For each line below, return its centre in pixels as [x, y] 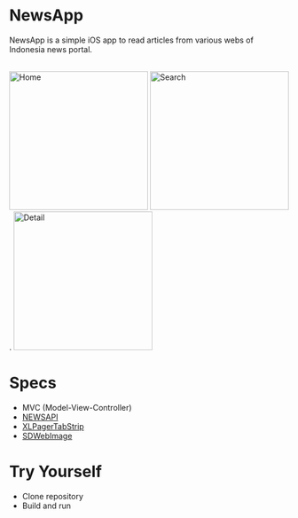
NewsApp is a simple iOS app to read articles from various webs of [132, 40]
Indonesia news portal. [51, 49]
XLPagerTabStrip [53, 426]
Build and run [46, 506]
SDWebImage [47, 436]
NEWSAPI [40, 417]
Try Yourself [55, 472]
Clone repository [53, 496]
